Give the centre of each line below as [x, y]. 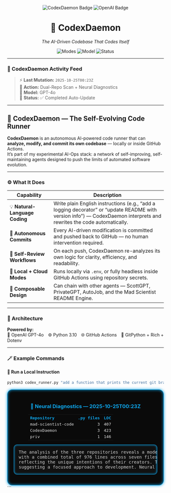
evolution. [17, 165]
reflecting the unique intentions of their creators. [85, 462]
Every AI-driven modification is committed [103, 230]
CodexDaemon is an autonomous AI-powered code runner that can [76, 138]
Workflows [23, 260]
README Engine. [73, 298]
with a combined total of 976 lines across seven [80, 457]
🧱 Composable [27, 289]
